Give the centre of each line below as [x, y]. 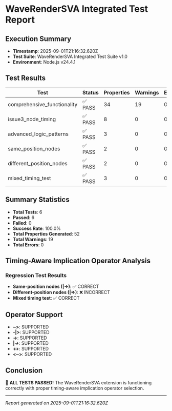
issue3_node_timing [32, 119]
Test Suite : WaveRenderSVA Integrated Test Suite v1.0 [70, 56]
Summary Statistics [38, 200]
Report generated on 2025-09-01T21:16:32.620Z [57, 403]
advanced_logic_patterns [38, 134]
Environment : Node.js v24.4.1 [44, 62]
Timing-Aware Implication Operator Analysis [78, 261]
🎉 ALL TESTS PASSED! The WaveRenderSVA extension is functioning [79, 382]
